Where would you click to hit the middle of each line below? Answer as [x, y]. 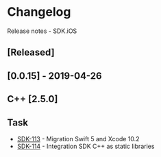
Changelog [39, 12]
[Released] [31, 52]
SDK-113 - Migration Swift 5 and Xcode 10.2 [78, 138]
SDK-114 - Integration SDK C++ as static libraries [86, 146]
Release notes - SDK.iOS [42, 31]
